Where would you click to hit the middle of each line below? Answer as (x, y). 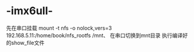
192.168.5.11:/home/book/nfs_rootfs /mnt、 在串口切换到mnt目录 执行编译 (94, 35)
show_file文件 (28, 43)
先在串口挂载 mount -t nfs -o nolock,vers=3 (59, 28)
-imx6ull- (29, 11)
